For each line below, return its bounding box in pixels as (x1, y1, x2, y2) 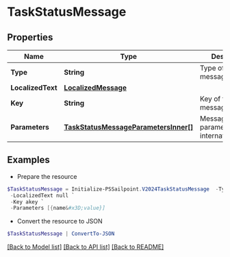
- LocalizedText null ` (10, 192, 75, 199)
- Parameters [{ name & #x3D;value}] (10, 205, 106, 212)
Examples (7, 154, 50, 166)
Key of (199, 94, 221, 103)
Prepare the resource (16, 172, 77, 180)
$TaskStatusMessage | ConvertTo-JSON (7, 230, 115, 237)
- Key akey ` (10, 198, 44, 206)
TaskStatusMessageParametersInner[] (64, 123, 194, 132)
